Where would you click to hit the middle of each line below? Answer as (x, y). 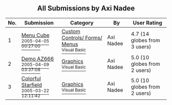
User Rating (147, 22)
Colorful (31, 78)
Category (82, 22)
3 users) (141, 46)
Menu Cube (35, 35)
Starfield (31, 85)
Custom (71, 31)
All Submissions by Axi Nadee (86, 8)
